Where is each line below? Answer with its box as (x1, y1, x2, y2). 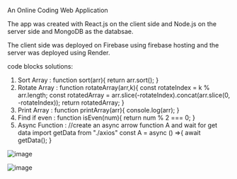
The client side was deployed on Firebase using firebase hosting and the (7, 41, 219, 49)
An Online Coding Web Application (7, 6, 108, 14)
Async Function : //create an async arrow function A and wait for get (17, 121, 218, 129)
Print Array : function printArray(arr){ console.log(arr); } (17, 106, 180, 114)
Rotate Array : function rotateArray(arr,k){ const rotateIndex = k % (17, 83, 210, 91)
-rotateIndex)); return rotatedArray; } (17, 98, 125, 107)
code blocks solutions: (7, 62, 73, 70)
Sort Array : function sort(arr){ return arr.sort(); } (17, 76, 159, 84)
